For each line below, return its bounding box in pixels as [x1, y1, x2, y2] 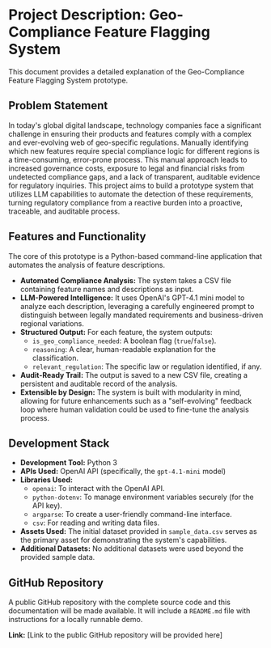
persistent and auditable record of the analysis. [19, 379, 178, 388]
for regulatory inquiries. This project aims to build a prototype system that [8, 180, 254, 190]
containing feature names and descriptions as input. [19, 284, 194, 294]
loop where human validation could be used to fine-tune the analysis [19, 404, 249, 414]
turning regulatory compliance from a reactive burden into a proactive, [8, 197, 243, 207]
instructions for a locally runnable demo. [8, 615, 143, 625]
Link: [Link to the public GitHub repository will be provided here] [8, 630, 223, 640]
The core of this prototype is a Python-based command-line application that [8, 251, 263, 260]
